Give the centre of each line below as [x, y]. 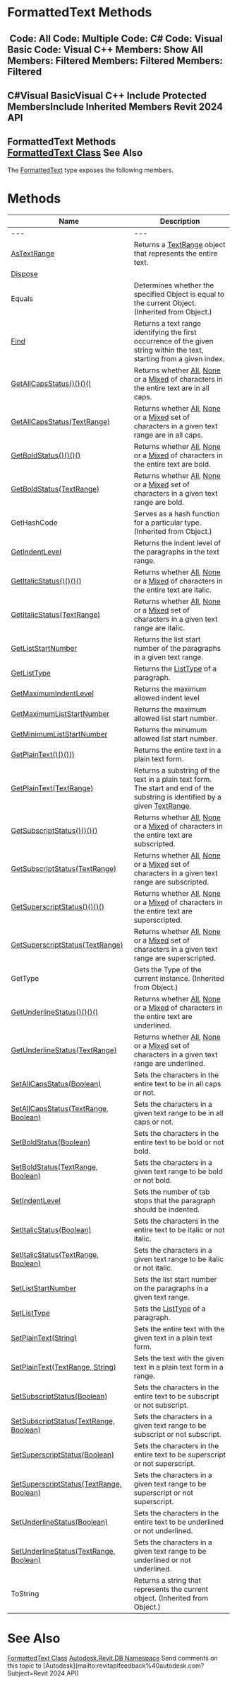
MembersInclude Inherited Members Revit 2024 [115, 107]
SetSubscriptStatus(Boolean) [59, 1396]
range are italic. [159, 627]
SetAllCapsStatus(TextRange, [60, 1108]
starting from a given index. [179, 358]
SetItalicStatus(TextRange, [55, 1254]
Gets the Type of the [168, 969]
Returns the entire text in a [177, 750]
